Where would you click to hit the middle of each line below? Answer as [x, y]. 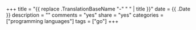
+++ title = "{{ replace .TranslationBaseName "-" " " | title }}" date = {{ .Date [98, 9]
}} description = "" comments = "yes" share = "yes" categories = [85, 15]
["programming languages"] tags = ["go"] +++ [62, 21]
